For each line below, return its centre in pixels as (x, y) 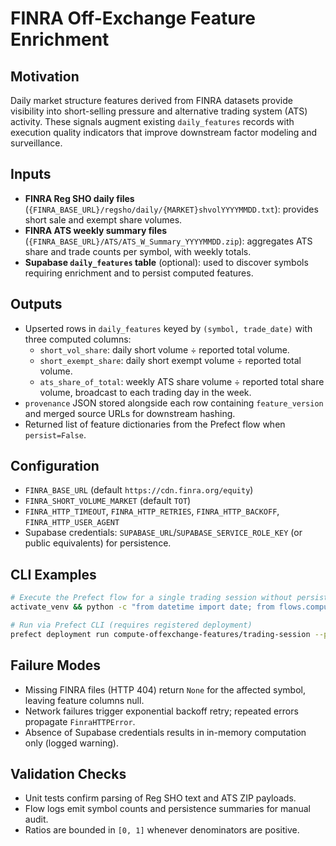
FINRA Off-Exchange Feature (133, 18)
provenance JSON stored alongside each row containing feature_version (174, 403)
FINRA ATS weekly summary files (96, 230)
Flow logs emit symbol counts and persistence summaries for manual (167, 809)
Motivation (45, 76)
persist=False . (55, 434)
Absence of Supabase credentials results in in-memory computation (165, 732)
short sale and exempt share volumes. (103, 219)
